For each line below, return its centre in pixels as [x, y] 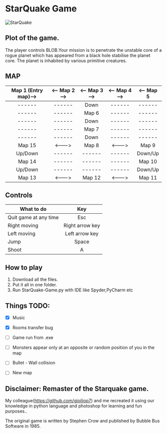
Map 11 [148, 177]
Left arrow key [82, 234]
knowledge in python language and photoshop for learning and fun [74, 406]
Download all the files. [35, 279]
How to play [24, 267]
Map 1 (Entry [27, 90]
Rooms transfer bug [33, 328]
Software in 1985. [23, 426]
